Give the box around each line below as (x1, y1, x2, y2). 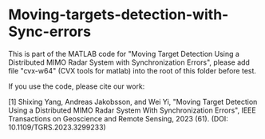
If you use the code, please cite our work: (8, 81, 145, 91)
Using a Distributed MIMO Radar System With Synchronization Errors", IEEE (8, 105, 257, 115)
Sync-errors (8, 22, 92, 41)
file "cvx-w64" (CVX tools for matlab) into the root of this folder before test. (8, 66, 257, 75)
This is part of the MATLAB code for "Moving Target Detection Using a (8, 49, 239, 58)
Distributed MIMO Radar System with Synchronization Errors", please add (8, 58, 250, 67)
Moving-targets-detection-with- (8, 6, 229, 24)
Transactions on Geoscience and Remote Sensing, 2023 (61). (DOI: (8, 113, 229, 123)
